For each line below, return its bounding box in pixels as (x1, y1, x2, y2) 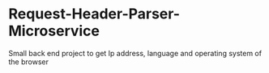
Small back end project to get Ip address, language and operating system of (8, 48, 262, 58)
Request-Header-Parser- (8, 5, 181, 23)
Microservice (8, 22, 100, 40)
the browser (8, 57, 49, 67)
